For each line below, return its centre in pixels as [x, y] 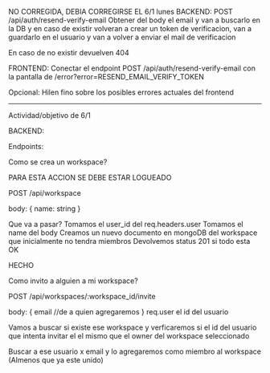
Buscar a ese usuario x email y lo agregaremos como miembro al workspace [135, 351]
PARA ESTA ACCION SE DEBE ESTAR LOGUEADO [90, 177]
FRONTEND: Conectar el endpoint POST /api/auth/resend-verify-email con [132, 68]
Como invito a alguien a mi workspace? [73, 281]
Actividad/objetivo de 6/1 [49, 115]
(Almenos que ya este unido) [56, 360]
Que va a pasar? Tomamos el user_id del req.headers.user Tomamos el [126, 224]
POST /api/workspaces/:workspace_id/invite [82, 296]
